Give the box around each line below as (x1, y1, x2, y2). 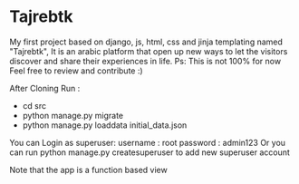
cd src (22, 100, 47, 111)
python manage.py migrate (22, 110, 124, 121)
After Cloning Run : (9, 82, 81, 93)
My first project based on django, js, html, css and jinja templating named (9, 36, 284, 47)
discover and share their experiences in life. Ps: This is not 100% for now (9, 55, 282, 66)
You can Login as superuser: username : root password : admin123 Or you (9, 137, 286, 148)
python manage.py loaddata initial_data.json (22, 120, 188, 131)
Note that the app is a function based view (9, 164, 168, 175)
